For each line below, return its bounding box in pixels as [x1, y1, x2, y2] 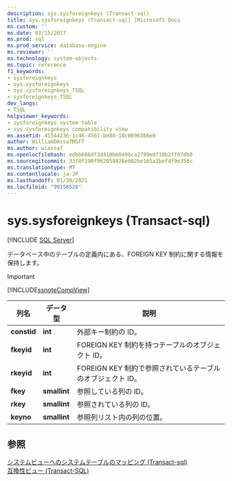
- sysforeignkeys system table [7, 119, 97, 126]
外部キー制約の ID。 [77, 327, 142, 337]
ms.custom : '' [7, 23, 48, 30]
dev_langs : [7, 100, 39, 107]
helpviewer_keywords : [7, 112, 70, 119]
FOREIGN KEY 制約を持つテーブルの [77, 340, 193, 350]
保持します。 [7, 259, 43, 267]
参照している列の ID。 [77, 387, 148, 397]
